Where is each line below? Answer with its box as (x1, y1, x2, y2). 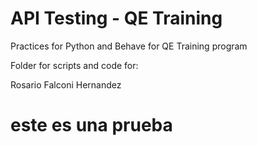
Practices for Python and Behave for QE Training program (10, 40, 248, 52)
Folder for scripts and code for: (10, 59, 139, 71)
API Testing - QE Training (10, 7, 223, 30)
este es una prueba (10, 114, 173, 137)
